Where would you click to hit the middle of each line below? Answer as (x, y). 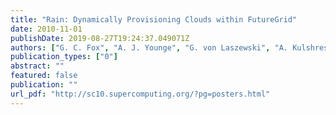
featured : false (44, 76)
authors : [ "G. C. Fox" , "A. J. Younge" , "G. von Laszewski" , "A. (149, 47)
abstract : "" (37, 66)
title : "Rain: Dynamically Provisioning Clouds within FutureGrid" (154, 19)
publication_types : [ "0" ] (64, 57)
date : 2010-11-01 (46, 29)
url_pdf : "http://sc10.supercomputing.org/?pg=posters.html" (140, 94)
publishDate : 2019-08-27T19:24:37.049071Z (100, 38)
